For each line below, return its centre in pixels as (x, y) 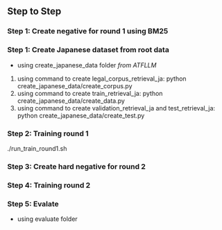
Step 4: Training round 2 (49, 185)
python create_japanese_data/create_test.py (81, 115)
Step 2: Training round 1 (48, 133)
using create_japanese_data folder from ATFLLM (87, 65)
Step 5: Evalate (33, 204)
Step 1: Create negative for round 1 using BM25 (88, 31)
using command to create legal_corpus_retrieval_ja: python (102, 79)
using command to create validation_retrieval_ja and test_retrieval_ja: (116, 108)
